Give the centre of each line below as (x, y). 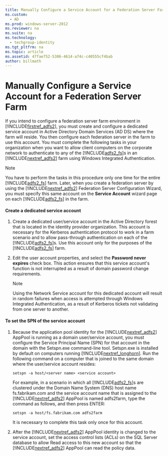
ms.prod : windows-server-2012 (37, 24)
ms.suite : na (19, 33)
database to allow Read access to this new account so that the (77, 442)
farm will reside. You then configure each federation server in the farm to (80, 137)
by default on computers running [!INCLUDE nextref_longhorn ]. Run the (85, 353)
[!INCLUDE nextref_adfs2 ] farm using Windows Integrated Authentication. (80, 158)
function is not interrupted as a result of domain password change (80, 269)
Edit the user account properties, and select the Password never (79, 258)
